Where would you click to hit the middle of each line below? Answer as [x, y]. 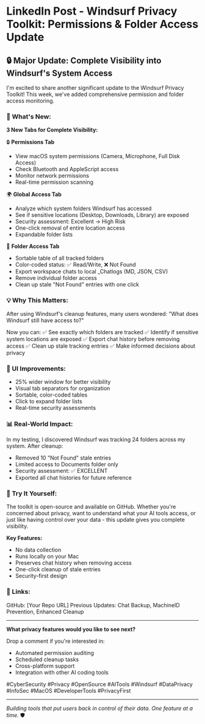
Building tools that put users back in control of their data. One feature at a [100, 708]
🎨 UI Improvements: [36, 368]
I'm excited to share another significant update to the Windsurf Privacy [95, 88]
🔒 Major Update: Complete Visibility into [84, 60]
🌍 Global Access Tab [34, 194]
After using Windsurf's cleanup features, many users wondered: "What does [103, 313]
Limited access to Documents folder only [67, 464]
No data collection [38, 550]
